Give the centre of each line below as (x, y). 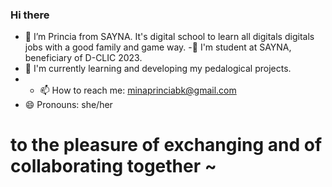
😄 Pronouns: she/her (68, 105)
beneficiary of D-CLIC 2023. (83, 58)
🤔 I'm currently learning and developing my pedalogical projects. (158, 69)
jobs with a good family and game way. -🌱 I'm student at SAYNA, (158, 47)
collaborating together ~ (113, 166)
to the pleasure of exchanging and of (166, 145)
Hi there (30, 15)
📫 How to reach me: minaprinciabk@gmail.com (138, 90)
